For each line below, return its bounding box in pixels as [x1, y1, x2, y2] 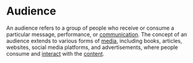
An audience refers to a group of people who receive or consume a [6, 24, 174, 31]
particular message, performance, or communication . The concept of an [6, 30, 188, 38]
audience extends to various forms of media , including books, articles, [6, 37, 183, 44]
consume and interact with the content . [6, 50, 105, 57]
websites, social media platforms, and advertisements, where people [6, 44, 178, 51]
